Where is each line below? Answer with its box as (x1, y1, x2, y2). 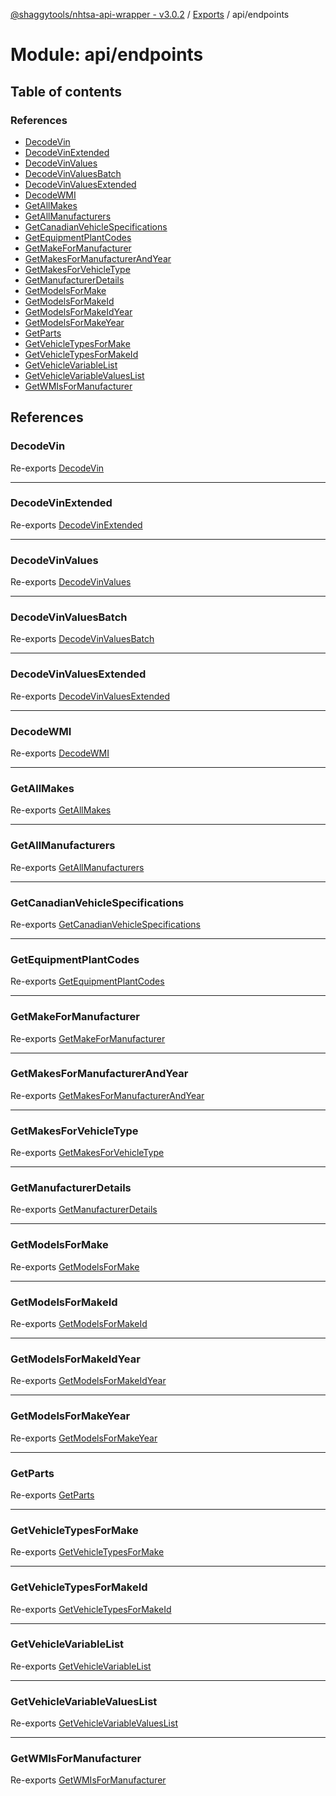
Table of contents (10, 83, 122, 100)
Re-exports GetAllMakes (10, 804, 112, 816)
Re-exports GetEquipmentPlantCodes (10, 975, 165, 988)
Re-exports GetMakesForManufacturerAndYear (10, 1089, 205, 1101)
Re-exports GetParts (10, 1489, 95, 1501)
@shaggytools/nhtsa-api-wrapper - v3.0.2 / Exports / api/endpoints (10, 9, 290, 20)
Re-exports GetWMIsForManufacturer (10, 1774, 167, 1786)
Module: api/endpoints (10, 44, 204, 66)
